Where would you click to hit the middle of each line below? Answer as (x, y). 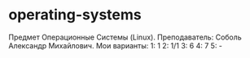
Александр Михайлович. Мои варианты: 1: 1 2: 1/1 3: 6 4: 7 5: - (115, 45)
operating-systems (75, 15)
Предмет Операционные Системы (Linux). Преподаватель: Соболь (125, 37)
